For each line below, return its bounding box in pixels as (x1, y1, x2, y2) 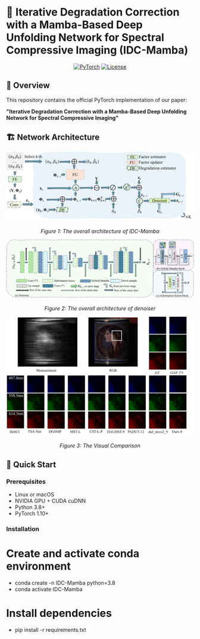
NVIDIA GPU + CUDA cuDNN (14, 498, 86, 505)
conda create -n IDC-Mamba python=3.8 (14, 579, 115, 586)
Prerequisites (6, 477, 46, 486)
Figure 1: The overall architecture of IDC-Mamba (40, 227, 160, 234)
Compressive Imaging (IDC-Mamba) (6, 44, 189, 57)
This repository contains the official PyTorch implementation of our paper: (6, 96, 187, 103)
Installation (6, 525, 40, 533)
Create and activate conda (6, 547, 140, 560)
